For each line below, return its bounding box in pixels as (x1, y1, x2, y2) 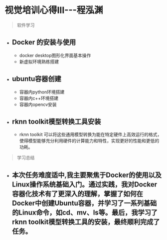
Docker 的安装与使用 (11, 38, 76, 46)
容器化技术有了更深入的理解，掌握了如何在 (11, 189, 143, 198)
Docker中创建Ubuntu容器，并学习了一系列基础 (11, 198, 157, 207)
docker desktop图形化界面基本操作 (19, 52, 91, 58)
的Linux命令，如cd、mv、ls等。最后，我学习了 (11, 208, 158, 216)
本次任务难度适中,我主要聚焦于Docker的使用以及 (11, 170, 162, 179)
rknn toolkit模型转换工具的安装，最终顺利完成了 (11, 217, 160, 226)
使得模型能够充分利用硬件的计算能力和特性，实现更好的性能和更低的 (19, 138, 160, 144)
